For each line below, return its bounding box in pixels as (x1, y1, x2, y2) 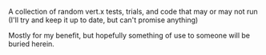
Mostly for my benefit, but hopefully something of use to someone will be (8, 31, 251, 40)
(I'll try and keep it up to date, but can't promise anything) (8, 15, 199, 25)
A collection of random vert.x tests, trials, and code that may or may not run (8, 7, 258, 16)
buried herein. (8, 39, 54, 49)
